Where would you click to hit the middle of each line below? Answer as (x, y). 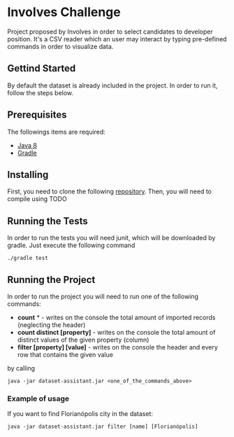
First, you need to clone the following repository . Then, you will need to (109, 192)
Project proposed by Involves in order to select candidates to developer (110, 32)
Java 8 (27, 145)
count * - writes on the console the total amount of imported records (116, 317)
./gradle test (28, 258)
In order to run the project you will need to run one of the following (103, 296)
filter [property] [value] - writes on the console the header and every (118, 347)
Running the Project (51, 280)
